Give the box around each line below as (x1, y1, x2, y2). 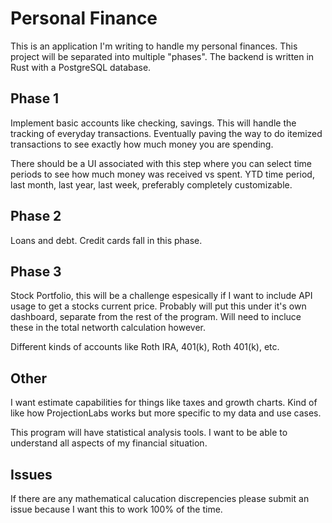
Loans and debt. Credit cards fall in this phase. (10, 234, 203, 246)
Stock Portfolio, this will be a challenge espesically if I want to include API (10, 290, 313, 302)
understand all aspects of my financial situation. (10, 437, 208, 449)
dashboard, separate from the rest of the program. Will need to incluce (10, 311, 302, 323)
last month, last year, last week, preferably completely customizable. (10, 178, 293, 191)
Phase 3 (10, 263, 62, 280)
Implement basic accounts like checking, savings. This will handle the (10, 117, 297, 129)
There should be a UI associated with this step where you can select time (10, 157, 313, 169)
